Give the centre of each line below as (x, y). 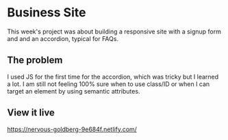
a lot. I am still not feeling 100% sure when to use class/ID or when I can (109, 84)
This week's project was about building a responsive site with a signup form (114, 31)
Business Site (47, 13)
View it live (31, 113)
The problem (35, 60)
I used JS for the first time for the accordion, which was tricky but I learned (113, 76)
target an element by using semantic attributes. (74, 91)
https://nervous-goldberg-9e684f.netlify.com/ (72, 129)
